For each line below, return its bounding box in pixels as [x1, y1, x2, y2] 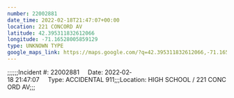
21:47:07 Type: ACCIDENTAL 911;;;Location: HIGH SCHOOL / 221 [15, 75, 207, 83]
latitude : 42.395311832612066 [7, 29, 95, 37]
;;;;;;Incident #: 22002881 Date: [7, 67, 103, 76]
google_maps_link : [7, 49, 61, 56]
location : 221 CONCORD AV [7, 23, 82, 30]
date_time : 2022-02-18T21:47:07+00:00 [7, 17, 120, 24]
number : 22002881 [7, 10, 58, 17]
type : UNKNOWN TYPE [7, 42, 64, 49]
